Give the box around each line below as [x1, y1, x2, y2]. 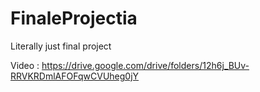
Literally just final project [10, 40, 112, 52]
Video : [10, 59, 40, 71]
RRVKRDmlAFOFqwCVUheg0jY [10, 70, 140, 82]
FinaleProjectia [10, 7, 138, 30]
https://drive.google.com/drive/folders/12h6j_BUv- [41, 59, 250, 71]
